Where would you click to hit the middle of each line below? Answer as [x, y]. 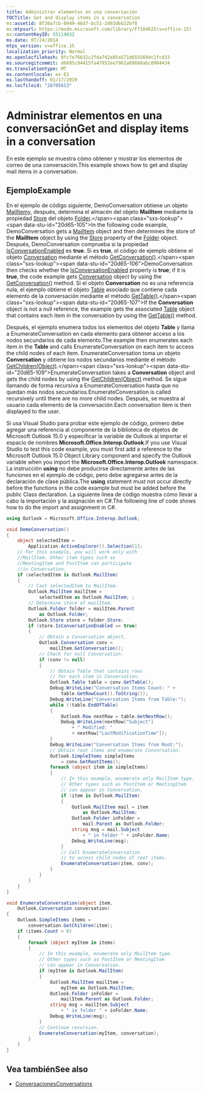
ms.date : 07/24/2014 [33, 40]
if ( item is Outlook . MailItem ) [100, 796]
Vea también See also [47, 1069]
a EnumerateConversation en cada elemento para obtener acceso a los [95, 333]
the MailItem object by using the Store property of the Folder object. [92, 238]
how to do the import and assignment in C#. [62, 507]
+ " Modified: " [92, 728]
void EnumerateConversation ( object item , [60, 903]
